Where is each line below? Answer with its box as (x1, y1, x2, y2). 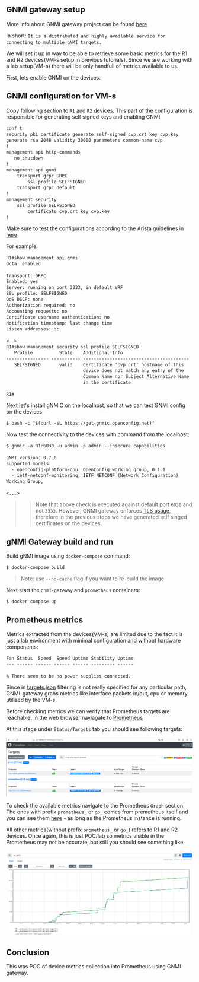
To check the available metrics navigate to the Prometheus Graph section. (6, 802, 185, 809)
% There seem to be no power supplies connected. (6, 673, 131, 679)
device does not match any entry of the (82, 367, 184, 373)
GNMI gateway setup (6, 5, 85, 15)
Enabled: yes (6, 278, 38, 284)
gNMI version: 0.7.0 (6, 455, 57, 460)
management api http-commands (6, 149, 81, 155)
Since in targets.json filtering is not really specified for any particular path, (6, 684, 187, 691)
